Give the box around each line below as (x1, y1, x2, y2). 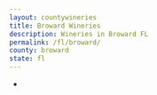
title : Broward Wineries (9, 21, 101, 30)
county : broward (9, 46, 69, 55)
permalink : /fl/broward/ (9, 37, 101, 47)
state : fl (9, 54, 46, 63)
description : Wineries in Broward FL (9, 29, 149, 38)
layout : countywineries (9, 12, 98, 22)
